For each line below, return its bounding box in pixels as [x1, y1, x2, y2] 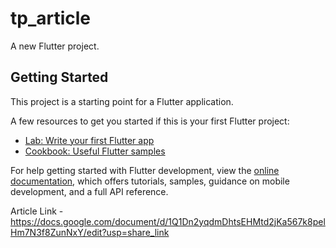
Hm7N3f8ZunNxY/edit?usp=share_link [10, 226, 170, 238]
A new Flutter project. [10, 40, 100, 52]
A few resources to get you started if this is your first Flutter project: [10, 115, 290, 127]
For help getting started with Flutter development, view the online [10, 164, 280, 176]
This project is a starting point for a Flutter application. [10, 95, 234, 107]
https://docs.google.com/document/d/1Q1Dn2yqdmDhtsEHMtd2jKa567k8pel [10, 215, 326, 227]
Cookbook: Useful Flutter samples [24, 145, 166, 157]
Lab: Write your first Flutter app [24, 134, 155, 146]
